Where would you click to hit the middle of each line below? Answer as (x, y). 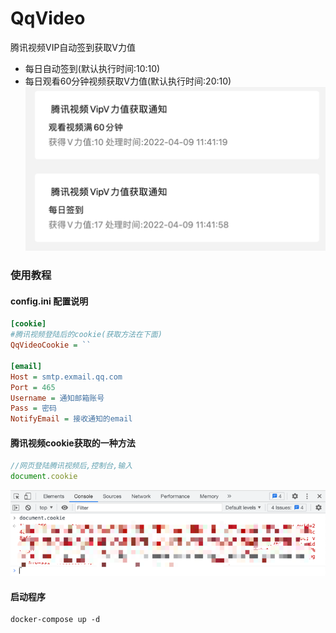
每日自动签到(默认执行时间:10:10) (92, 68)
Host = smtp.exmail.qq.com (66, 377)
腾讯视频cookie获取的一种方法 (73, 443)
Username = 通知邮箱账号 (57, 398)
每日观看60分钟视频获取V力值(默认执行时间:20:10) (128, 81)
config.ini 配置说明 (49, 301)
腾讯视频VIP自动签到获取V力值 (73, 47)
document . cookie (44, 477)
